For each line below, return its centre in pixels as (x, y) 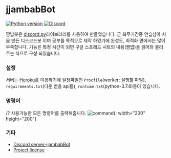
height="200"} (21, 119)
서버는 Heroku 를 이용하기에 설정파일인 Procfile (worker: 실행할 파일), (76, 80)
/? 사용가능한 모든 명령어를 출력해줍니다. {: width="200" (76, 113)
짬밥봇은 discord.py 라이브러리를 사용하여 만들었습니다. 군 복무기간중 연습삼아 (83, 34)
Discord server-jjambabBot (42, 144)
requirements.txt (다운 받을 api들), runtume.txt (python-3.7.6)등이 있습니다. (83, 86)
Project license (29, 150)
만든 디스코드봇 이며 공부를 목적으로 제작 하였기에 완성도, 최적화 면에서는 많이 (88, 40)
